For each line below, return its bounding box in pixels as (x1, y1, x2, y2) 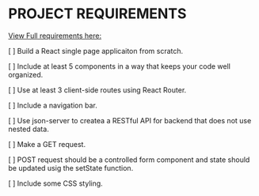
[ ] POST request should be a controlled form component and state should (8, 155, 250, 164)
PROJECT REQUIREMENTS (8, 5, 187, 23)
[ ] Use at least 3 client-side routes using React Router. (8, 85, 187, 95)
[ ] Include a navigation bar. (8, 100, 97, 110)
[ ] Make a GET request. (8, 139, 86, 149)
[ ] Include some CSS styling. (8, 179, 103, 188)
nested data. (8, 124, 49, 134)
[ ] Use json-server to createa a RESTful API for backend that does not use (8, 115, 252, 125)
